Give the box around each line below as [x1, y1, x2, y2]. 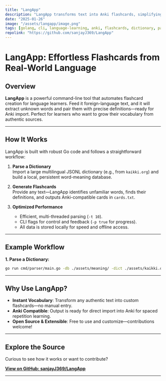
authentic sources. [5, 116, 43, 122]
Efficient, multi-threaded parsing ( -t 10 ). [19, 213, 103, 219]
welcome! [12, 324, 33, 330]
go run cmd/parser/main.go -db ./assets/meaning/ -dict [5, 266, 123, 271]
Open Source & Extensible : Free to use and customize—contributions [12, 318, 155, 324]
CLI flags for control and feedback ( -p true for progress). [19, 219, 137, 225]
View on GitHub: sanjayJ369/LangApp [5, 366, 86, 372]
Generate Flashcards [12, 183, 57, 189]
